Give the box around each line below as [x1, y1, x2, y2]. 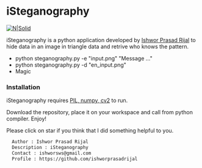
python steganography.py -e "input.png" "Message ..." [15, 54, 153, 62]
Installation [6, 82, 41, 91]
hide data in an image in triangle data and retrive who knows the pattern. [6, 43, 189, 50]
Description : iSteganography [12, 145, 88, 151]
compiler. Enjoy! [6, 115, 47, 123]
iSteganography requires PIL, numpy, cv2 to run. [6, 97, 128, 104]
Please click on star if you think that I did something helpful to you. [6, 127, 174, 134]
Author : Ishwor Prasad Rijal [12, 139, 88, 145]
